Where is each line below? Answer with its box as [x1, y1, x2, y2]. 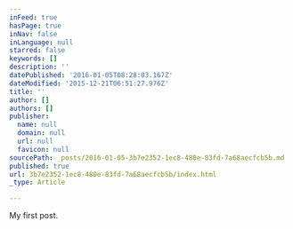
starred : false [9, 46, 66, 55]
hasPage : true [9, 21, 62, 30]
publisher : [9, 112, 50, 121]
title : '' [9, 87, 46, 96]
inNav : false [9, 29, 58, 38]
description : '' [9, 63, 69, 72]
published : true [9, 162, 69, 170]
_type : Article [9, 178, 66, 187]
